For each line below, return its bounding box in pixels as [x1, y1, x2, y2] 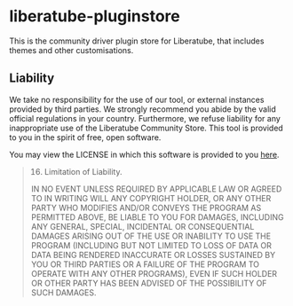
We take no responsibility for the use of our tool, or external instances [9, 94, 265, 105]
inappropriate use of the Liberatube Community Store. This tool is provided [9, 122, 284, 133]
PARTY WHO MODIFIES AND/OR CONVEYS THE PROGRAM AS [30, 202, 262, 213]
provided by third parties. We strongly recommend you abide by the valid [9, 104, 277, 114]
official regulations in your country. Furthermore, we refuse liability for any [9, 113, 281, 123]
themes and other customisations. [9, 44, 134, 55]
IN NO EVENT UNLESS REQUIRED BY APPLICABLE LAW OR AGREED [30, 184, 282, 194]
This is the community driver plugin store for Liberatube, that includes [9, 35, 265, 46]
